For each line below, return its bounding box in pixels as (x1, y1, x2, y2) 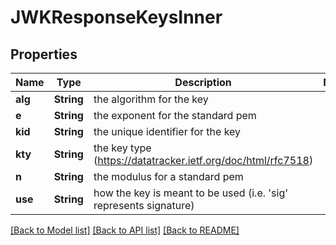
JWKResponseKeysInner (10, 6, 223, 29)
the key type (93, 141, 152, 155)
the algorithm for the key (93, 92, 209, 106)
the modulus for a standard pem (93, 170, 244, 183)
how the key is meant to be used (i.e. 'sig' (93, 186, 289, 200)
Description (174, 76, 232, 89)
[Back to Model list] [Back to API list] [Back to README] (10, 224, 240, 236)
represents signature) (93, 199, 195, 212)
